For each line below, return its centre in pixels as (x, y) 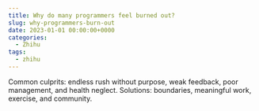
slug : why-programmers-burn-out (61, 23)
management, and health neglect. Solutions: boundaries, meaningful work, (130, 90)
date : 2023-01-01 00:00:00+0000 (61, 30)
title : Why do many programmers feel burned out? (92, 15)
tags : (17, 52)
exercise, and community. (50, 98)
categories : (28, 37)
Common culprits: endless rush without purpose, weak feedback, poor (124, 81)
